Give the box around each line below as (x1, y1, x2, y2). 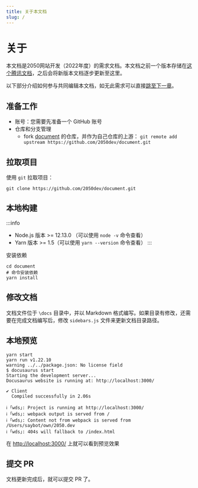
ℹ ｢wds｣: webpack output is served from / (6, 411, 110, 417)
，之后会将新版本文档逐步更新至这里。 (32, 69, 125, 77)
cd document (6, 263, 35, 269)
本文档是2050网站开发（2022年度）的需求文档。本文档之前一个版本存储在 (6, 62, 187, 69)
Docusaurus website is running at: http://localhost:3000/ (6, 377, 155, 384)
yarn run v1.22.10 (6, 357, 51, 363)
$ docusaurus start (6, 367, 54, 373)
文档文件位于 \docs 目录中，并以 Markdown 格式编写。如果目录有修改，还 (6, 309, 186, 316)
